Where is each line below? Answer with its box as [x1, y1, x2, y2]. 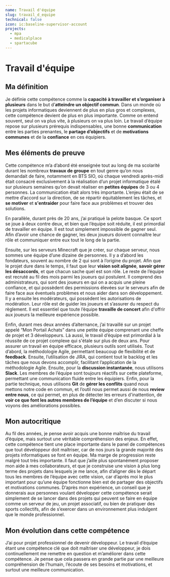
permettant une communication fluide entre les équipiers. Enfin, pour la [5, 375, 154, 381]
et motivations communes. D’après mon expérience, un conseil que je [5, 484, 151, 491]
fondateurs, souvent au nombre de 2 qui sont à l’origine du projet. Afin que [5, 257, 161, 263]
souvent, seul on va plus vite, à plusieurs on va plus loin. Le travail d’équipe [5, 117, 162, 124]
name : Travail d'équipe [5, 7, 56, 13]
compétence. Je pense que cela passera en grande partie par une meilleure [5, 556, 164, 562]
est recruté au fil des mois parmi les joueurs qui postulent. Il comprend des [5, 274, 162, 280]
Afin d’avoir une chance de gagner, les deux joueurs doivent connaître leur [5, 231, 161, 237]
